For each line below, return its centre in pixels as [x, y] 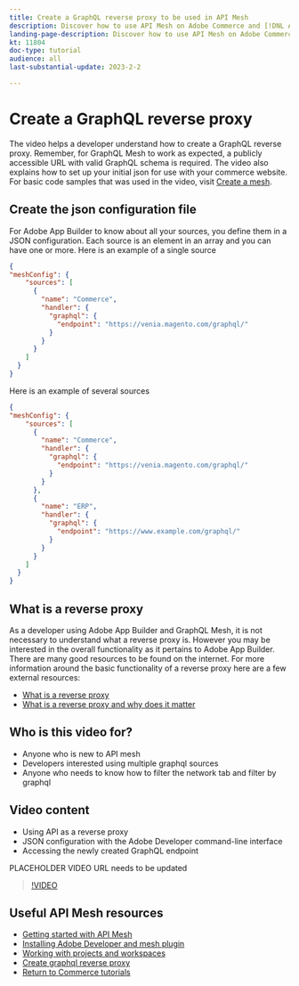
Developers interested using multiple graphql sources [120, 763]
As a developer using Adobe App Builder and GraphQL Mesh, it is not [136, 630]
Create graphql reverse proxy [76, 963]
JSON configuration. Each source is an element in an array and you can [140, 240]
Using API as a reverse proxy [75, 831]
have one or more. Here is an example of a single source [113, 249]
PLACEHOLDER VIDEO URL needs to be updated [98, 868]
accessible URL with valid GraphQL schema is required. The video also [139, 162]
